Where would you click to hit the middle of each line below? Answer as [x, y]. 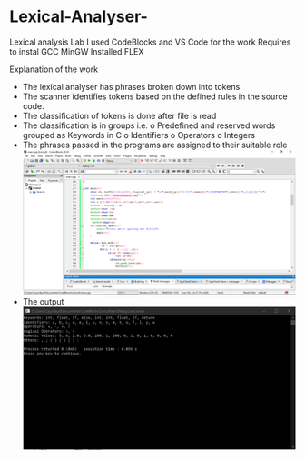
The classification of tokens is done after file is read [119, 115]
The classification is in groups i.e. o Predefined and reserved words [149, 125]
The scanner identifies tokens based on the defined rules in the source [155, 96]
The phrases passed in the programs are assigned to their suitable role [155, 145]
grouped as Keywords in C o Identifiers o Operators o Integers [139, 135]
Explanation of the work [54, 69]
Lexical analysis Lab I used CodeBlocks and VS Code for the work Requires [150, 42]
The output [43, 302]
